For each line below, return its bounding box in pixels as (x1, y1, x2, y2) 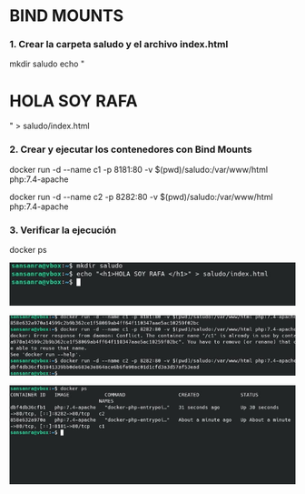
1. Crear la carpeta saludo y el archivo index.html (9, 38, 229, 51)
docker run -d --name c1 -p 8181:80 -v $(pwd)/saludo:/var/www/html (9, 164, 269, 175)
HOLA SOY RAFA (9, 90, 138, 111)
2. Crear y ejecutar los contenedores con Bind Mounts (9, 143, 252, 156)
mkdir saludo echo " (9, 58, 84, 69)
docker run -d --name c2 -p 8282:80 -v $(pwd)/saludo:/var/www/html (9, 191, 274, 202)
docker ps (9, 245, 47, 256)
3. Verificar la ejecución (9, 224, 116, 237)
